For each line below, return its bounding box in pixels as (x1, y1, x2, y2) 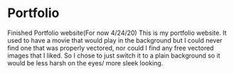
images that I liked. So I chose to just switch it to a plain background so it (7, 51, 220, 60)
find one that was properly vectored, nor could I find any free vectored (7, 43, 214, 52)
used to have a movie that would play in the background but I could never (7, 36, 223, 44)
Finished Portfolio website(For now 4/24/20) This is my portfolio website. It (7, 28, 227, 37)
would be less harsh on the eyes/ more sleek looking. (7, 58, 164, 67)
